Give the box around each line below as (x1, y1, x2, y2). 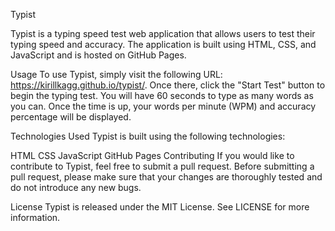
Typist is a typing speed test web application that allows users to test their (10, 28, 316, 39)
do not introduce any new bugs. (10, 182, 142, 193)
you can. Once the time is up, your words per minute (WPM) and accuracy (10, 100, 317, 112)
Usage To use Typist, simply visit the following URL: (10, 69, 223, 80)
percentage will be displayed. (10, 111, 132, 123)
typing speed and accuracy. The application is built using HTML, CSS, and (10, 39, 317, 50)
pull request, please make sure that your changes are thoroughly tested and (10, 171, 323, 183)
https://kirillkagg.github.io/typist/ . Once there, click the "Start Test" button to (10, 79, 326, 91)
